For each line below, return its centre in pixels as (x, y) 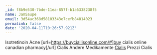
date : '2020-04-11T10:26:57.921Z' (41, 28)
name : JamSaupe (21, 14)
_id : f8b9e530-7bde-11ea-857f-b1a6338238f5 (51, 10)
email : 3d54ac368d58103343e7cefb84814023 (49, 19)
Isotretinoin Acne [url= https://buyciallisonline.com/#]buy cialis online (76, 42)
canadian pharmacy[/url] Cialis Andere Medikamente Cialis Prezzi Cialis (79, 48)
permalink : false (23, 24)
